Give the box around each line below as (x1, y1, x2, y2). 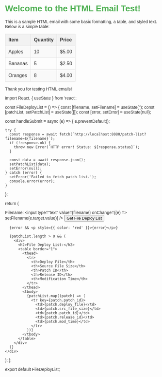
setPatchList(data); (9, 162, 51, 167)
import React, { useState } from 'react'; (5, 95, 77, 101)
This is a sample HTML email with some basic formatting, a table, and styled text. (5, 19, 158, 24)
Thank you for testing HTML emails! (5, 86, 72, 92)
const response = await (9, 132, 57, 137)
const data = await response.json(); (9, 157, 86, 162)
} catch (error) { (5, 170, 42, 175)
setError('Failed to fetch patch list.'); (9, 174, 97, 179)
